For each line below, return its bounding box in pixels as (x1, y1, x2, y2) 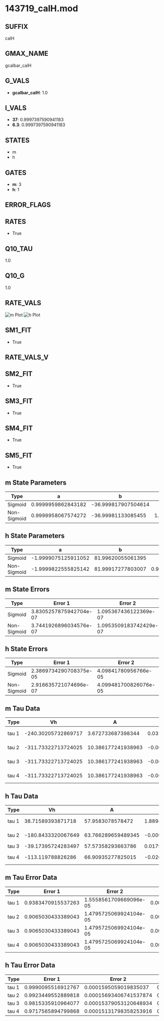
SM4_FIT (5, 424, 33, 432)
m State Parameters (5, 478, 67, 487)
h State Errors (5, 644, 48, 653)
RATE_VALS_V (5, 353, 49, 361)
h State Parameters (5, 532, 65, 540)
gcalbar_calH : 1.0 (12, 89, 48, 95)
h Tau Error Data (5, 961, 56, 970)
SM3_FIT (5, 397, 33, 405)
